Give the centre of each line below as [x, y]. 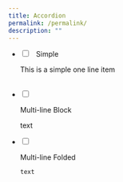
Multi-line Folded [48, 157]
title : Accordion [37, 16]
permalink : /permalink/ [48, 23]
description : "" [35, 30]
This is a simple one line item [67, 69]
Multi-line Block [46, 110]
